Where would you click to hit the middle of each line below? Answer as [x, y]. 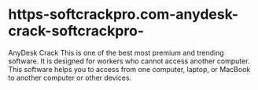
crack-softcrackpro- [76, 31]
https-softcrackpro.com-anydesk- [123, 14]
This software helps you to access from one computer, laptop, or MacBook [129, 69]
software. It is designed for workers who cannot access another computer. [129, 61]
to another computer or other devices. [70, 77]
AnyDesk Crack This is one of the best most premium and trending [116, 52]
